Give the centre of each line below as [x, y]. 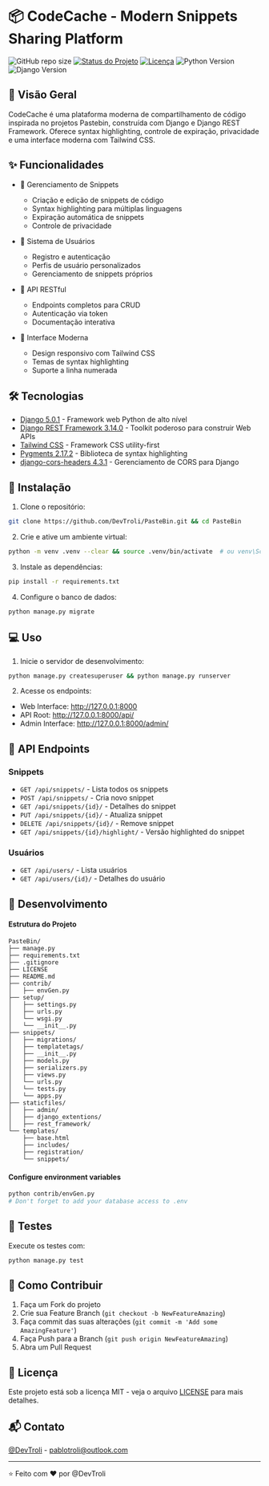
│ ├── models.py [39, 1061]
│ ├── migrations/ [43, 1040]
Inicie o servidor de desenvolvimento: [82, 661]
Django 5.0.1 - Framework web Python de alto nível [104, 420]
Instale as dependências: [61, 567]
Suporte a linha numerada [74, 370]
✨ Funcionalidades [56, 165]
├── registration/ [53, 1152]
